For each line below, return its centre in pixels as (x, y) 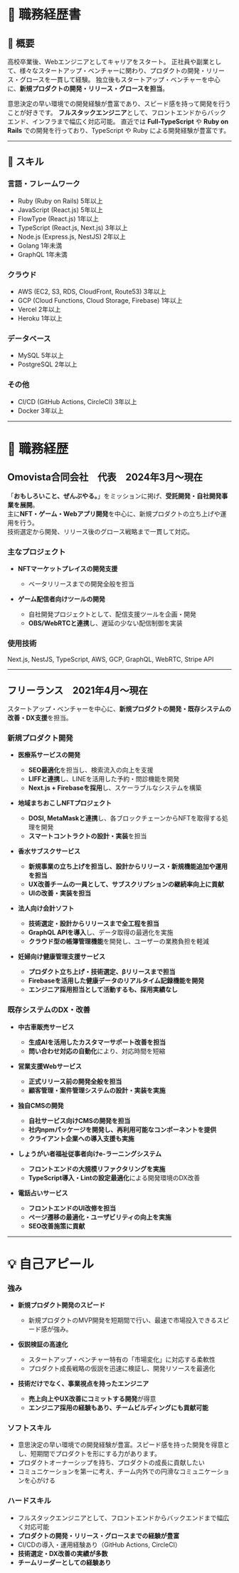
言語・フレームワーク (44, 184)
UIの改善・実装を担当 (59, 893)
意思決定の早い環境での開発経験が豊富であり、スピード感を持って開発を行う (119, 104)
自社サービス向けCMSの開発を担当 (79, 1120)
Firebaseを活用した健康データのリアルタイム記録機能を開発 (116, 981)
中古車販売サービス (46, 1027)
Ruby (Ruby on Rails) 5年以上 (60, 201)
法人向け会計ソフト (46, 908)
